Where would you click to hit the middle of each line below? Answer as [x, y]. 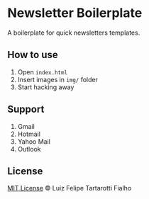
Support [26, 109]
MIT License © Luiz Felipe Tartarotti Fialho [70, 188]
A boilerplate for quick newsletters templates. [74, 33]
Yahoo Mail [34, 141]
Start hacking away [46, 87]
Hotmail [29, 134]
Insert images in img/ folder [57, 79]
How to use [33, 55]
